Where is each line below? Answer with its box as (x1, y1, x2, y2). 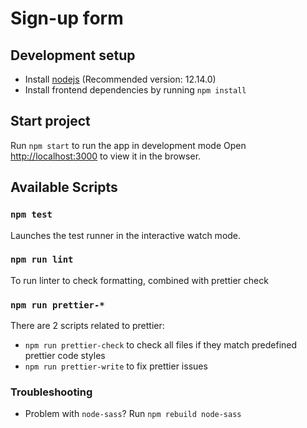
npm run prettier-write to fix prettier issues (24, 360, 208, 372)
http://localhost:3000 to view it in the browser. (10, 150, 202, 162)
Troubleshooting (10, 385, 93, 399)
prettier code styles (24, 350, 106, 362)
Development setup (10, 47, 136, 64)
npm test (10, 209, 53, 221)
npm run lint (10, 254, 74, 266)
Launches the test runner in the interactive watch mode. (10, 229, 242, 241)
